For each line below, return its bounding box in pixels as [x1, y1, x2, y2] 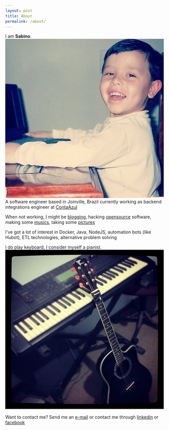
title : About [5, 13, 33, 19]
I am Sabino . [5, 33, 32, 39]
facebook [5, 419, 25, 425]
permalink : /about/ [5, 19, 46, 24]
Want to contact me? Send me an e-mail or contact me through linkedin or [5, 414, 159, 420]
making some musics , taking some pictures [5, 219, 95, 225]
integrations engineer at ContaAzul [5, 204, 78, 210]
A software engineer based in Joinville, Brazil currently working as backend [5, 199, 162, 205]
